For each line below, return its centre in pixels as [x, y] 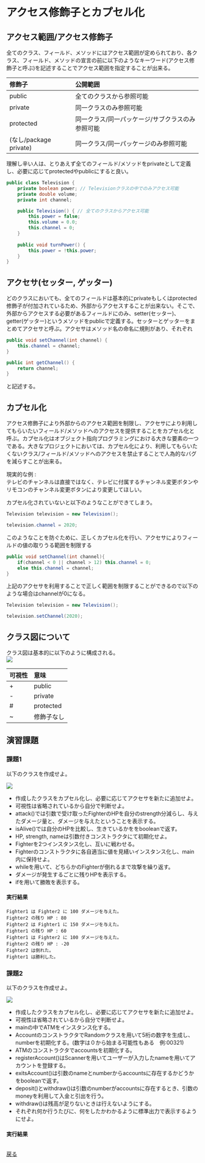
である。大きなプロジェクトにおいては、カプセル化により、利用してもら [97, 446]
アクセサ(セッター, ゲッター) [59, 282]
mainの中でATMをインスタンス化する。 [64, 1028]
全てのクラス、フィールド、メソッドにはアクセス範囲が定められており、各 [99, 53]
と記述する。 [22, 386]
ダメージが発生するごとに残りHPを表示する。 [72, 874]
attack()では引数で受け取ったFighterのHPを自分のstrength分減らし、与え [107, 813]
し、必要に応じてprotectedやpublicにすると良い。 [69, 171]
